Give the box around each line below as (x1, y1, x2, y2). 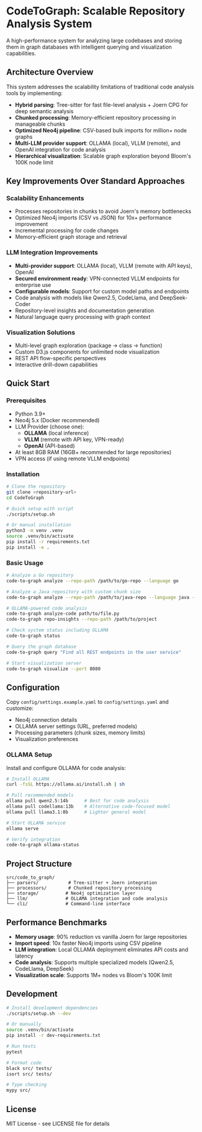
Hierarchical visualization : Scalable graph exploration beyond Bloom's (14, 152, 191, 159)
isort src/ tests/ (6, 1071, 52, 1077)
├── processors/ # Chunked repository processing (6, 885, 152, 891)
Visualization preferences (14, 736, 79, 743)
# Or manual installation (6, 522, 71, 528)
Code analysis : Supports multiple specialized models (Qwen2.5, (14, 958, 174, 966)
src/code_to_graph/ (6, 875, 55, 881)
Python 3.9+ (14, 410, 46, 417)
